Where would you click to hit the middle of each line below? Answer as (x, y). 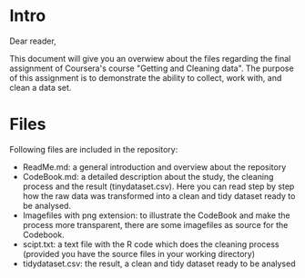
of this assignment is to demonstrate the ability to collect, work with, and (146, 77)
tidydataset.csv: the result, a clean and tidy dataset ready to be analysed (159, 263)
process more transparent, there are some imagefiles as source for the (155, 224)
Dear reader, (33, 41)
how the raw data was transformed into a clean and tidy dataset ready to (159, 195)
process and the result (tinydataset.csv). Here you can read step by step (158, 186)
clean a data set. (41, 87)
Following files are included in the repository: (94, 149)
